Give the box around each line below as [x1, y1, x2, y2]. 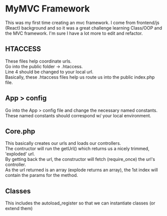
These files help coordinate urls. [5, 58, 71, 64]
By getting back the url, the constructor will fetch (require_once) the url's [5, 156, 155, 162]
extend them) [5, 205, 33, 211]
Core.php [5, 127, 35, 135]
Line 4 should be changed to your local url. [5, 69, 93, 75]
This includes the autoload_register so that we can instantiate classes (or [5, 200, 155, 206]
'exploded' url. [5, 151, 35, 157]
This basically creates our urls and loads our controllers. [5, 140, 121, 146]
